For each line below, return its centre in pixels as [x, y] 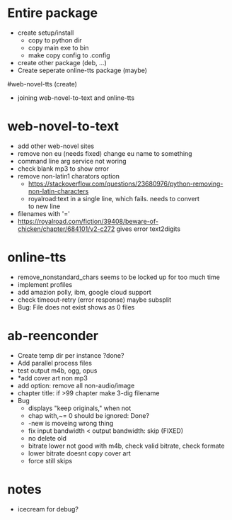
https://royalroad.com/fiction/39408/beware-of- [88, 221]
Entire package [52, 13]
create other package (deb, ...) [62, 62]
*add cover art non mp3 [53, 378]
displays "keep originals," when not [80, 408]
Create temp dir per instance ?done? [71, 355]
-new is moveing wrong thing [71, 423]
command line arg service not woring [72, 161]
